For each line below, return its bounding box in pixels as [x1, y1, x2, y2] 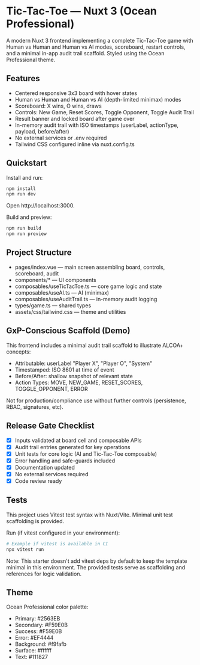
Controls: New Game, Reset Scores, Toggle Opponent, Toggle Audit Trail [14, 108, 195, 115]
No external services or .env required [14, 134, 107, 141]
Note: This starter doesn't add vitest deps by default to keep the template [6, 557, 187, 565]
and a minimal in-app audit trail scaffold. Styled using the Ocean [6, 49, 165, 57]
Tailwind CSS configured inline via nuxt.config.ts [14, 140, 135, 148]
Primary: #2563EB [14, 615, 60, 622]
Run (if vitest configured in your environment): [6, 529, 120, 536]
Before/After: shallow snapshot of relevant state [14, 372, 133, 379]
